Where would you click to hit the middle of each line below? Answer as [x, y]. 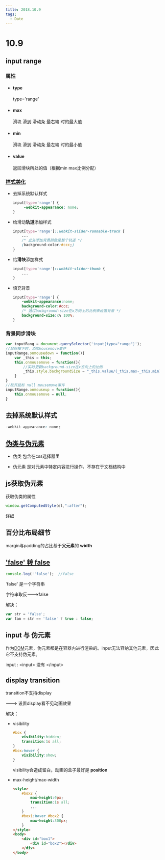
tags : [11, 14]
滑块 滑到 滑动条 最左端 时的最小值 [47, 145]
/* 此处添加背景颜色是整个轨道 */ [52, 240]
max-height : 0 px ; [47, 798]
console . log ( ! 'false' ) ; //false [40, 574]
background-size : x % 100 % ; [48, 316]
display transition [33, 680]
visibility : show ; [39, 755]
